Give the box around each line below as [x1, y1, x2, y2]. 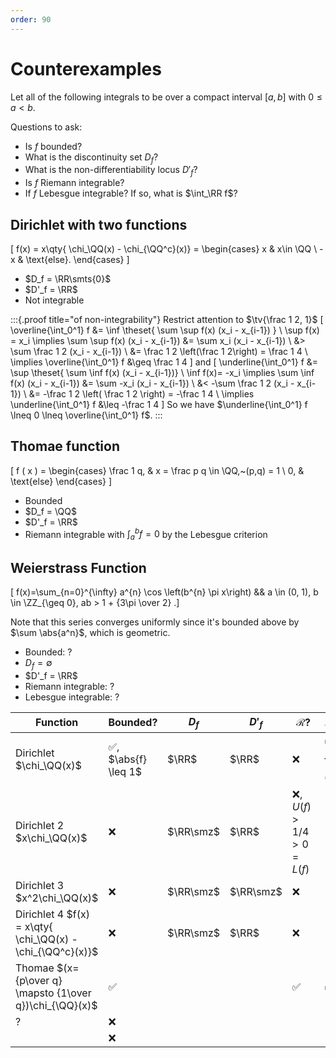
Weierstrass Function [10, 559, 147, 576]
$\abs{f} [108, 752, 148, 766]
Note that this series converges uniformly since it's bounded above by [10, 616, 300, 628]
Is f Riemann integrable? [24, 177, 125, 189]
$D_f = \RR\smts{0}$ [24, 272, 112, 285]
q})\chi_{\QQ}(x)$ [15, 999, 98, 1013]
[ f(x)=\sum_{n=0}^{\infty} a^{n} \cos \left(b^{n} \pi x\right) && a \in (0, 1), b [10, 586, 319, 598]
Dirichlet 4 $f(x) [15, 907, 90, 921]
